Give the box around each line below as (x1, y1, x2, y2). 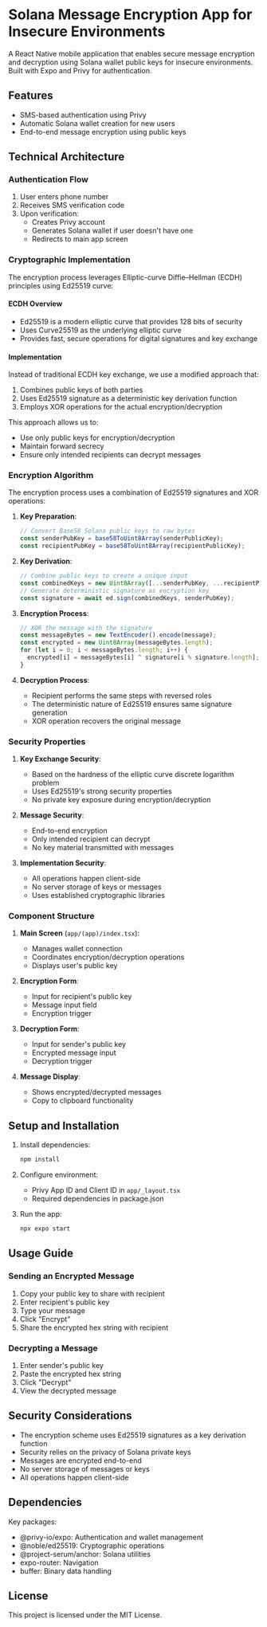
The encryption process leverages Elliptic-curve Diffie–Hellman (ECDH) (8, 272, 243, 282)
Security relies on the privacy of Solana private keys (19, 1447, 191, 1456)
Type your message (19, 1305, 85, 1315)
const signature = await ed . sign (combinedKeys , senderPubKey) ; (19, 594, 235, 602)
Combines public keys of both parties (19, 385, 143, 395)
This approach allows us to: (8, 418, 99, 427)
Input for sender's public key (31, 1040, 126, 1049)
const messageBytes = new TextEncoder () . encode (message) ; (19, 631, 217, 639)
